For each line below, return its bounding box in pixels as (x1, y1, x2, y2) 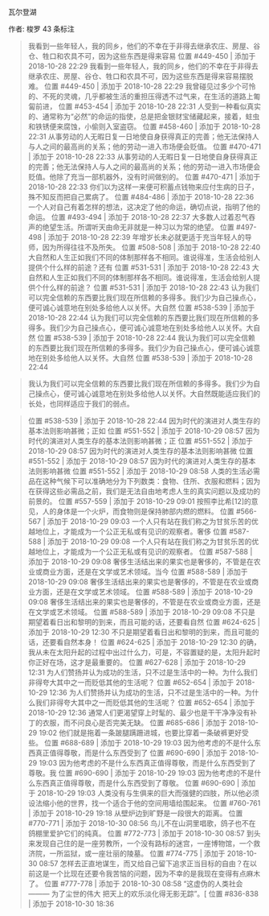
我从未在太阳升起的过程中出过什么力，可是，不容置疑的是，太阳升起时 (27, 647, 261, 657)
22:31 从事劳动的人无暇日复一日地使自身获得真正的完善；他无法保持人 (27, 132, 259, 141)
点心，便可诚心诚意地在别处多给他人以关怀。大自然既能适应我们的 (42, 389, 261, 398)
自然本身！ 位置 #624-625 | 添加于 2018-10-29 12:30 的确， (63, 637, 261, 646)
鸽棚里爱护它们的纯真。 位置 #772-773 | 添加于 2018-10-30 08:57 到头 (27, 828, 261, 838)
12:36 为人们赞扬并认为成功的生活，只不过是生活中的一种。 (49, 687, 245, 697)
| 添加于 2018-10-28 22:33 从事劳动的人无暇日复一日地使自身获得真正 (27, 152, 259, 161)
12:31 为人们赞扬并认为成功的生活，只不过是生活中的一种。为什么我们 (27, 667, 259, 677)
